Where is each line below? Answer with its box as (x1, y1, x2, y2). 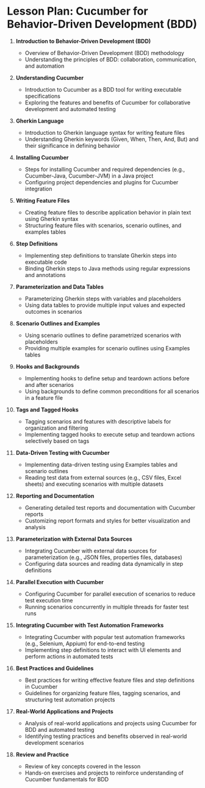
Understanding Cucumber (15, 74, 84, 81)
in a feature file (24, 394, 63, 401)
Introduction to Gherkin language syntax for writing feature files (24, 129, 185, 136)
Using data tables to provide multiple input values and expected (24, 301, 185, 309)
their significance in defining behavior (24, 142, 121, 149)
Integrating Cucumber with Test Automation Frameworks (15, 621, 164, 629)
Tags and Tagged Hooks (15, 406, 79, 413)
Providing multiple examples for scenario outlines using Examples (24, 344, 190, 352)
